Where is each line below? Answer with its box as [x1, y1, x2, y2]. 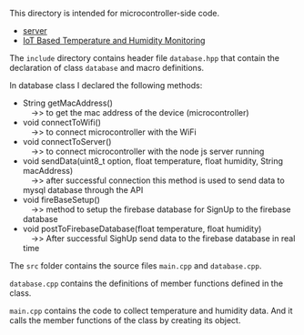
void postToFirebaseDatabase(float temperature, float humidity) [22, 223, 262, 234]
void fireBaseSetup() [22, 195, 100, 205]
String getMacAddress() [22, 97, 114, 108]
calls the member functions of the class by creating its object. [9, 315, 241, 326]
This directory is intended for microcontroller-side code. [9, 8, 220, 18]
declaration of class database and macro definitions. [9, 63, 205, 73]
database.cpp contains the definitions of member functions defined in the [9, 278, 284, 289]
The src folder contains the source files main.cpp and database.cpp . [9, 260, 262, 271]
